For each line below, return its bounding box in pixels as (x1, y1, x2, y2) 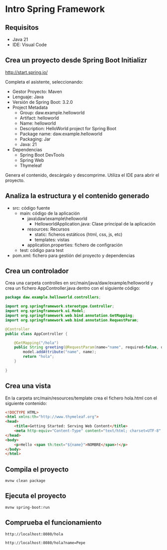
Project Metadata (12, 104, 48, 110)
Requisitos (5, 23, 39, 32)
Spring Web (19, 157, 44, 163)
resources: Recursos (27, 226, 70, 232)
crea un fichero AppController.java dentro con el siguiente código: (5, 285, 141, 291)
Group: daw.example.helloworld (19, 109, 85, 115)
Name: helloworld (19, 120, 56, 126)
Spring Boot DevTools (19, 152, 65, 157)
